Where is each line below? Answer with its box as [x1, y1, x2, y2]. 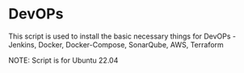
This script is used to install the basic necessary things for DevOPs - [8, 31, 237, 41]
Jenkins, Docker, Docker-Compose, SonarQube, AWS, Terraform [8, 39, 224, 49]
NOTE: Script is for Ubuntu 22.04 [8, 55, 119, 65]
